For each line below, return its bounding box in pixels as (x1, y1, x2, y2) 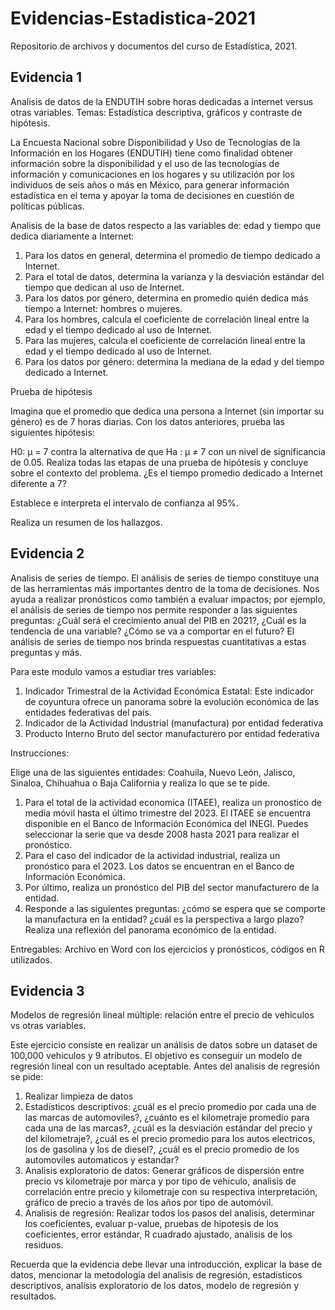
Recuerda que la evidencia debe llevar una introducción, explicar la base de (10, 1258, 323, 1271)
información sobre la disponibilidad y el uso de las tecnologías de (10, 157, 280, 169)
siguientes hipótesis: (10, 426, 95, 438)
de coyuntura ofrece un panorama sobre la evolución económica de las (24, 695, 320, 707)
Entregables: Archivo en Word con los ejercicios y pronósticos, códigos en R (10, 943, 325, 955)
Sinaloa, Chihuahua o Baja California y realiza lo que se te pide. (10, 777, 271, 789)
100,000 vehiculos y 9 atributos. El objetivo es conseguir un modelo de (10, 1050, 303, 1062)
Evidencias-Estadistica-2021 (10, 7, 257, 30)
